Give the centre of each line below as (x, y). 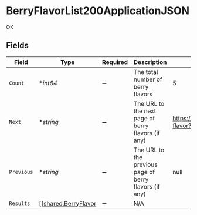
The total (146, 72)
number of (148, 79)
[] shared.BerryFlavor (68, 203)
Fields (18, 46)
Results (20, 203)
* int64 (48, 83)
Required (115, 62)
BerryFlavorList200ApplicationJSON (98, 11)
